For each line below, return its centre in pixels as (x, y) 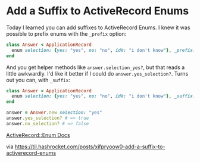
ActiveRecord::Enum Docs (38, 135)
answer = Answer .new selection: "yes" (54, 113)
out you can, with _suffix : (38, 80)
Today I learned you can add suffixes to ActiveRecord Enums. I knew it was (98, 27)
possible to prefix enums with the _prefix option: (66, 33)
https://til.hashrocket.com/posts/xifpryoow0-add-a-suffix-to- (90, 147)
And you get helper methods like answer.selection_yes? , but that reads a (96, 67)
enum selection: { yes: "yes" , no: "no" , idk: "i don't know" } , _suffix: (104, 96)
